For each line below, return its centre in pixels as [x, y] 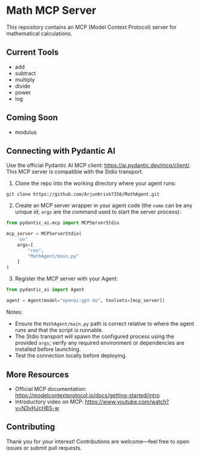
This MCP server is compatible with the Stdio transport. [75, 172]
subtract [25, 73]
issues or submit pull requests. [44, 447]
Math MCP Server [51, 11]
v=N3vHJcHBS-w [37, 408]
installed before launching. [48, 350]
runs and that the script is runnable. [59, 330]
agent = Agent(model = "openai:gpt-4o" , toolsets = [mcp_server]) [86, 301]
